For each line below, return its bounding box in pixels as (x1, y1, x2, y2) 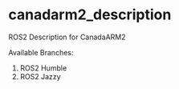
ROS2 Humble (19, 63, 67, 73)
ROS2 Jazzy (19, 71, 62, 81)
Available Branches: (8, 47, 74, 57)
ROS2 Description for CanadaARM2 (8, 32, 126, 42)
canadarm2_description (8, 6, 172, 24)
